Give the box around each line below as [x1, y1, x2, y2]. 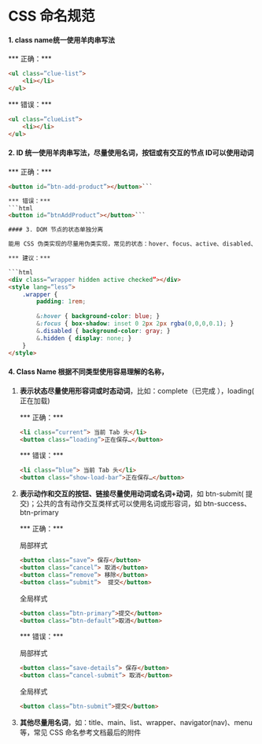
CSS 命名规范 [8, 7, 96, 25]
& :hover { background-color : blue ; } [36, 313, 160, 320]
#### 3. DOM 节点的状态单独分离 [8, 226, 104, 234]
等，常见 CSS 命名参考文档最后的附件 [19, 727, 142, 737]
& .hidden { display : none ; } [36, 334, 132, 342]
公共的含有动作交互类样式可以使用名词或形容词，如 [35, 499, 202, 509]
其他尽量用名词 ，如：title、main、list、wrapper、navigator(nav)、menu [19, 718, 253, 727]
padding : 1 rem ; [36, 298, 87, 305]
